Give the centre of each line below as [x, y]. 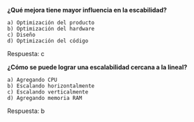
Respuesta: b [26, 111]
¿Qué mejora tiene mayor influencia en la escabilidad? [87, 10]
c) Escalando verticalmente [48, 92]
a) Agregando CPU [32, 80]
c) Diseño [22, 35]
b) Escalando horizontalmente [51, 86]
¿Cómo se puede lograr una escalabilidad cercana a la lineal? [97, 67]
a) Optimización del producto [51, 23]
